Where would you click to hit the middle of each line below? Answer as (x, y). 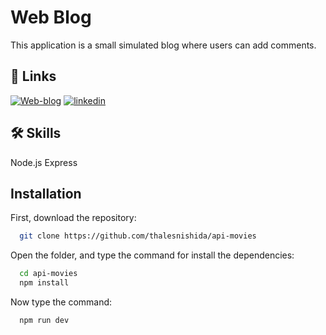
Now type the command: (61, 302)
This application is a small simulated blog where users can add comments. (163, 45)
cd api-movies (48, 274)
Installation (46, 193)
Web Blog (51, 17)
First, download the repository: (73, 218)
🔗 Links (33, 76)
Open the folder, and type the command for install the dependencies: (152, 255)
